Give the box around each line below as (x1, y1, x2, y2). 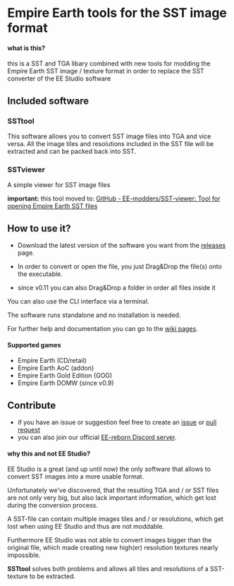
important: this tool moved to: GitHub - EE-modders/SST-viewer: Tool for (7, 194, 221, 203)
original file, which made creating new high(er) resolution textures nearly (7, 544, 218, 552)
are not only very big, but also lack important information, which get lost (7, 494, 216, 502)
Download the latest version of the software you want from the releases (17, 241, 226, 250)
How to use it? (7, 222, 71, 234)
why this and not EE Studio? (7, 449, 91, 458)
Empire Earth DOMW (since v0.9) (17, 379, 114, 388)
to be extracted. (29, 572, 76, 580)
